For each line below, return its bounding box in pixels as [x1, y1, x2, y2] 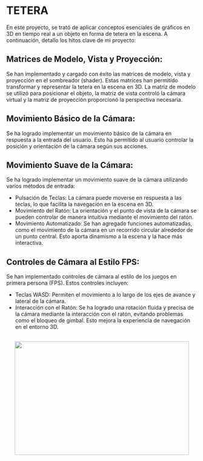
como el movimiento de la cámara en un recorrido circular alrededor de [15, 227, 193, 234]
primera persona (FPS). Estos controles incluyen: [6, 279, 129, 287]
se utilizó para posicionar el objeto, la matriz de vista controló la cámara [6, 89, 186, 97]
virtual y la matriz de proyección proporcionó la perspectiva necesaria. [6, 96, 183, 103]
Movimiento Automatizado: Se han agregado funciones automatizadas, [15, 220, 193, 227]
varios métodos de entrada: [6, 182, 76, 190]
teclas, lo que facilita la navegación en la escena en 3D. [15, 201, 154, 208]
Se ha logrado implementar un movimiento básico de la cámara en [6, 130, 171, 137]
